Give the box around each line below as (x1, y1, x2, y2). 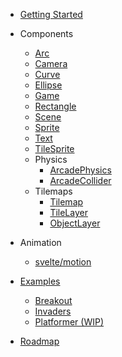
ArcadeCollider (49, 175, 112, 186)
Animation (19, 237, 62, 248)
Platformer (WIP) (34, 316, 105, 328)
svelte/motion (34, 256, 92, 268)
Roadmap (19, 335, 60, 347)
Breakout (34, 295, 73, 306)
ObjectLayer (49, 217, 101, 229)
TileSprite (34, 143, 75, 154)
